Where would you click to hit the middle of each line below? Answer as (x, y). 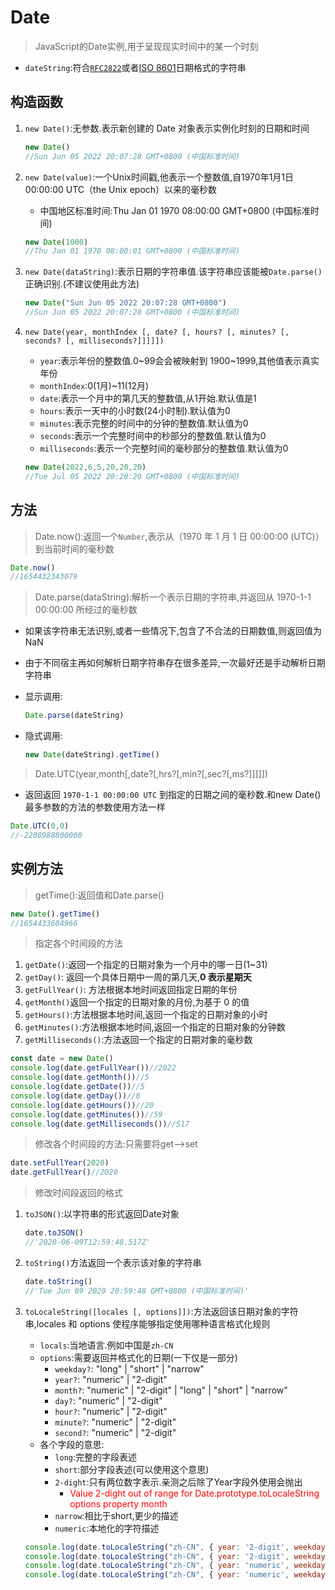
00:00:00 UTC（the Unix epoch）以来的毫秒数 (121, 189)
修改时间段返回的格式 (78, 1193)
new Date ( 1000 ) (56, 242)
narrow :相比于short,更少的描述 (116, 1515)
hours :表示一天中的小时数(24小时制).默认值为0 (135, 410)
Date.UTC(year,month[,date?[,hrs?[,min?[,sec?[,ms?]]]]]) (151, 774)
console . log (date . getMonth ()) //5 (80, 1077)
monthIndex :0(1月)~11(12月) (94, 385)
